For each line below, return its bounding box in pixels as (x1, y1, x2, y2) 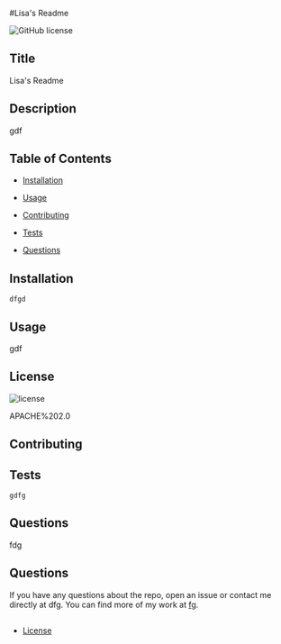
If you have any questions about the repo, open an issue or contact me (9, 589, 272, 600)
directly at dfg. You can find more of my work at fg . (9, 599, 199, 610)
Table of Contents (9, 151, 113, 167)
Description (9, 101, 77, 116)
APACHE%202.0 (9, 410, 70, 422)
